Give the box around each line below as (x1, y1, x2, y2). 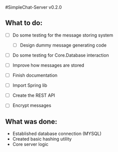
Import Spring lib (12, 82, 48, 88)
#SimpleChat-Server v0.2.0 (5, 5, 62, 10)
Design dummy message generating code (20, 42, 107, 48)
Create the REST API (12, 92, 55, 98)
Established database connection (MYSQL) (12, 130, 102, 137)
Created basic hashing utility (12, 136, 72, 142)
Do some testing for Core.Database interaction (12, 52, 109, 58)
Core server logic (12, 141, 49, 147)
